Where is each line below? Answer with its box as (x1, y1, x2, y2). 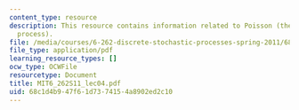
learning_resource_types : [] (9, 54, 117, 63)
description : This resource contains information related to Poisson (9, 21, 273, 30)
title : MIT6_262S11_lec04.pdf (9, 79, 122, 88)
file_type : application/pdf (9, 46, 114, 55)
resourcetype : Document (9, 71, 98, 80)
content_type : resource (9, 12, 98, 22)
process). (17, 29, 53, 38)
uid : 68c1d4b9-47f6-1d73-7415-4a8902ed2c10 (9, 87, 174, 96)
